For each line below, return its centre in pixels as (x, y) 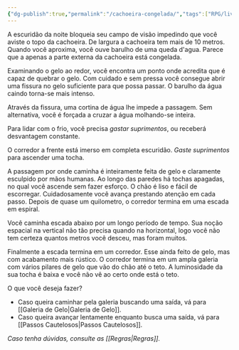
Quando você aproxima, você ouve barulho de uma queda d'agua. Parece (116, 49)
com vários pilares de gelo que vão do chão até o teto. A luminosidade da (115, 267)
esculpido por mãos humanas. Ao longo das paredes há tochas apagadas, (116, 179)
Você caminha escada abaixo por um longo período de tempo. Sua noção (115, 223)
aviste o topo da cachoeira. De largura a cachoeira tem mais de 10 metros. (116, 42)
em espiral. (24, 209)
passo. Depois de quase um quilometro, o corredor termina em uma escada (118, 201)
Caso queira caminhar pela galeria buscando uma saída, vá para (112, 302)
